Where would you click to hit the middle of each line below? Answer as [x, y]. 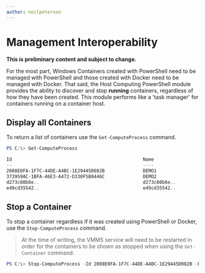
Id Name [80, 159]
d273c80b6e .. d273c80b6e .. [91, 182]
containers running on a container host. [56, 103]
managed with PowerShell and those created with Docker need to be [93, 78]
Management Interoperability [82, 42]
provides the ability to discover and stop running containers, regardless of [100, 90]
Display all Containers [49, 122]
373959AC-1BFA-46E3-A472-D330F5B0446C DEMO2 [81, 177]
